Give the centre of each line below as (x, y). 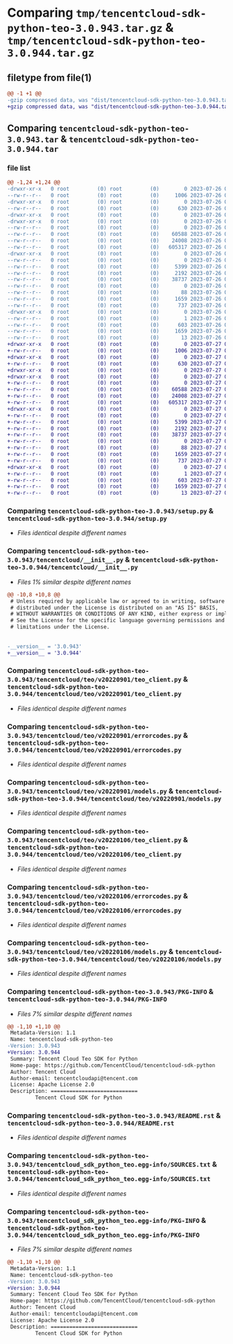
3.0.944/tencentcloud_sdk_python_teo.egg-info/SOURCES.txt (109, 1179)
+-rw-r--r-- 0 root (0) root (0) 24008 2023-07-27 (114, 396)
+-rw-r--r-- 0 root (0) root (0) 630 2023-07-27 (114, 363)
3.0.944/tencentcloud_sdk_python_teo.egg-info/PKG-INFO (103, 1235)
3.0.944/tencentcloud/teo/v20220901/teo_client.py (94, 694)
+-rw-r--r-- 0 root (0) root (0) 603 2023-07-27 (114, 480)
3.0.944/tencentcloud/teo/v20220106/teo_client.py (94, 855)
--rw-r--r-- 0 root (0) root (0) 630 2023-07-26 (114, 208)
